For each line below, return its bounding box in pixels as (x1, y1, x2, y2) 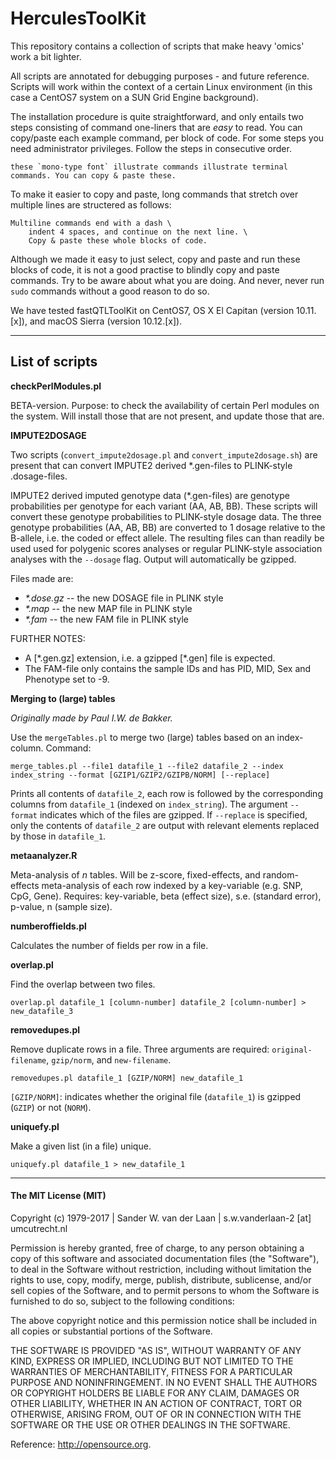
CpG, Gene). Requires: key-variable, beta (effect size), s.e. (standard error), (10, 890, 322, 902)
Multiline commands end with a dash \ (10, 218, 172, 228)
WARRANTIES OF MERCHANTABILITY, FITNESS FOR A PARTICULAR (10, 1365, 293, 1377)
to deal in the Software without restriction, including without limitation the (10, 1263, 312, 1275)
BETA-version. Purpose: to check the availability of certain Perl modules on (10, 399, 320, 411)
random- (262, 868, 299, 881)
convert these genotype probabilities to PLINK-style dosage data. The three (10, 510, 322, 522)
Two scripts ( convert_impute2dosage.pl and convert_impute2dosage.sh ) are (10, 448, 318, 461)
